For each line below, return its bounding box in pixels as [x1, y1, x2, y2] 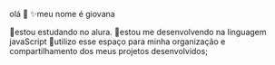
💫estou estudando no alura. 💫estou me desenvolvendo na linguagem [9, 27, 267, 37]
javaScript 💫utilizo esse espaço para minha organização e [9, 36, 226, 47]
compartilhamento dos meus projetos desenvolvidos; [9, 46, 209, 56]
